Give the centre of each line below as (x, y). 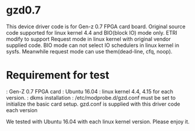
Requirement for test (58, 75)
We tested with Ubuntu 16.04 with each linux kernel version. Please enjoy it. (98, 122)
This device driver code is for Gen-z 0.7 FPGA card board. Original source (96, 26)
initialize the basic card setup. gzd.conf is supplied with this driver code (93, 104)
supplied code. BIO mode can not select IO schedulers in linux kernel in (93, 45)
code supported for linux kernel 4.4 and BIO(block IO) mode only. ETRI (92, 32)
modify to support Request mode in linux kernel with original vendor (88, 39)
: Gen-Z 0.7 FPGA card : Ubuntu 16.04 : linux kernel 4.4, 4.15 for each (90, 91)
